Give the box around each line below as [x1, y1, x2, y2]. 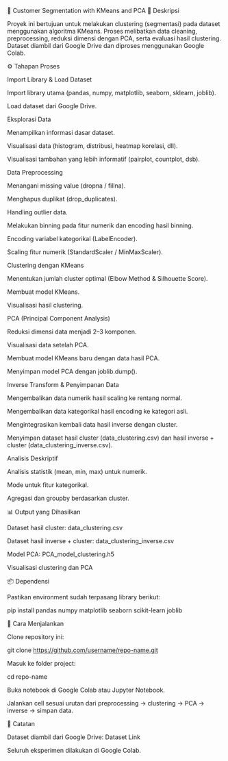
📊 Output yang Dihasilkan [7, 508, 81, 516]
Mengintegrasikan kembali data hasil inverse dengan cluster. [7, 421, 178, 428]
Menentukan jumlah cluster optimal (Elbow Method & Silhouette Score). [7, 275, 208, 282]
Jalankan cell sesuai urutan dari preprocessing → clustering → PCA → [7, 699, 205, 707]
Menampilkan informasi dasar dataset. [7, 129, 115, 136]
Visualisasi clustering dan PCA [7, 564, 93, 571]
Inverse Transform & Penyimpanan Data [7, 381, 120, 388]
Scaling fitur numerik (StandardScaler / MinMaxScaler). [7, 248, 163, 256]
